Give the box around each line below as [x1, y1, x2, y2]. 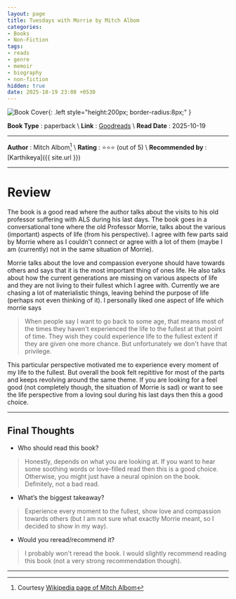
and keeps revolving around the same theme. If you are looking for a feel [7, 375, 218, 384]
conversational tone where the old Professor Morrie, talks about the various [7, 222, 226, 231]
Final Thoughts [7, 425, 75, 437]
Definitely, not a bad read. [24, 479, 100, 488]
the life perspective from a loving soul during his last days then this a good [7, 390, 223, 399]
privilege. [24, 347, 52, 355]
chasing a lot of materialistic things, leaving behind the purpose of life [7, 288, 209, 297]
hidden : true [7, 82, 46, 89]
